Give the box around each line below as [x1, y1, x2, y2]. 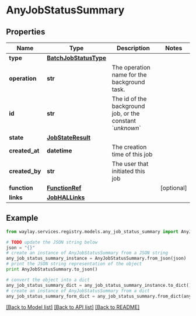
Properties [6, 27, 45, 37]
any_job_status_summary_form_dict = [6, 293, 95, 299]
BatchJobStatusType [46, 54, 107, 62]
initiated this [111, 167, 145, 175]
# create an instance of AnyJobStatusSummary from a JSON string [6, 250, 168, 256]
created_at [9, 147, 40, 155]
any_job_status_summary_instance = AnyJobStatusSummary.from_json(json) [6, 255, 187, 262]
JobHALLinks [46, 193, 85, 202]
